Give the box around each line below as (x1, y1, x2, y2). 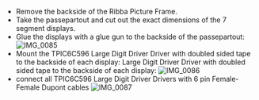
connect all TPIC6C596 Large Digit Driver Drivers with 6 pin (15, 75, 211, 83)
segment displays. (15, 24, 76, 33)
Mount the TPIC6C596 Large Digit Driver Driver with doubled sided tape (15, 49, 251, 58)
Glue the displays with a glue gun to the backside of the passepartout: (15, 32, 246, 41)
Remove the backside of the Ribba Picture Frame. (15, 7, 178, 16)
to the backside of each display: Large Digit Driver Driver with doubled (15, 57, 246, 67)
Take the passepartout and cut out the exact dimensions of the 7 (15, 15, 227, 25)
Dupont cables (41, 83, 90, 92)
